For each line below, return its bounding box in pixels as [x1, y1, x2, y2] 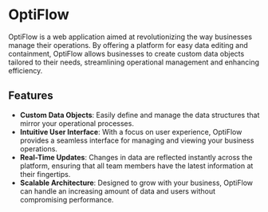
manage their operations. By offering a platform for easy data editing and [8, 40, 249, 49]
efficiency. [8, 65, 43, 75]
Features [8, 89, 53, 103]
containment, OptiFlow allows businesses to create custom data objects [8, 49, 245, 58]
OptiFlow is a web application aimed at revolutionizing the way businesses [8, 32, 253, 41]
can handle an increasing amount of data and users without [19, 186, 215, 196]
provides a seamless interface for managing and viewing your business [19, 135, 254, 145]
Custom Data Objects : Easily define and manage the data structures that [19, 110, 260, 120]
